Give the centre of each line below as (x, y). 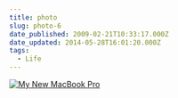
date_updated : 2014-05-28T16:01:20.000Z (85, 42)
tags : (19, 51)
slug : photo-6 (36, 26)
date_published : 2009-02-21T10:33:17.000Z (89, 34)
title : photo (33, 17)
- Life (29, 59)
